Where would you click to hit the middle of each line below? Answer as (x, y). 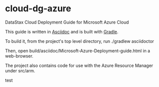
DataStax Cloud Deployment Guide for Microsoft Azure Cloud (67, 22)
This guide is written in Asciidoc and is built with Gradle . (62, 31)
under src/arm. (20, 71)
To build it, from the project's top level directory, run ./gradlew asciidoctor (80, 41)
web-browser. (19, 56)
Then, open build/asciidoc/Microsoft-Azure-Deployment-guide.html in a (78, 51)
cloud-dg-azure (38, 9)
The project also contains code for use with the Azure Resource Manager (79, 65)
